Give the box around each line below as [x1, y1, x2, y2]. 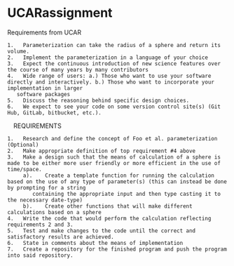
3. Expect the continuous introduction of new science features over [7, 60, 221, 67]
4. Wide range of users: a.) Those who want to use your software [7, 72, 212, 79]
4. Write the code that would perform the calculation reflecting [7, 215, 212, 222]
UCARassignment [7, 5, 113, 21]
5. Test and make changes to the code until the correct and [7, 227, 196, 234]
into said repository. [7, 251, 74, 259]
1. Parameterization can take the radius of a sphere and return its [7, 41, 221, 48]
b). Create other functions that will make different [22, 202, 193, 210]
